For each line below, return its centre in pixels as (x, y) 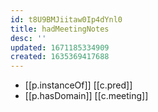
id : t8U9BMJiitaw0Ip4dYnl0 (66, 19)
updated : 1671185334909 (60, 47)
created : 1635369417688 (60, 57)
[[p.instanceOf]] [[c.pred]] (78, 85)
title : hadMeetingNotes (60, 29)
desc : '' (28, 38)
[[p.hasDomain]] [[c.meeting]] (86, 96)
